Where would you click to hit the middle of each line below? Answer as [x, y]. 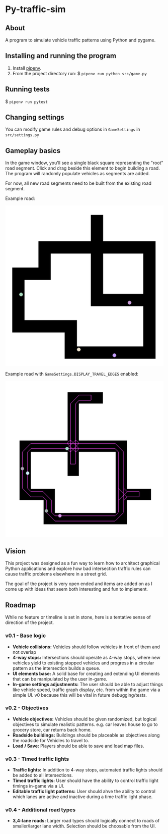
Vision [16, 551]
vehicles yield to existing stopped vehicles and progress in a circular [83, 663]
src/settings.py [22, 135]
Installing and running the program [61, 56]
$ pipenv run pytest [26, 101]
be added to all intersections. [43, 775]
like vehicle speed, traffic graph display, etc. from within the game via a [86, 690]
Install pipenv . [27, 68]
